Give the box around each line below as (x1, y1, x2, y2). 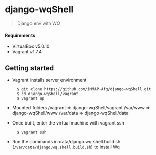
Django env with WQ (17, 20, 60, 26)
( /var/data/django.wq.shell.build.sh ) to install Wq (12, 144, 120, 150)
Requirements (5, 32, 36, 38)
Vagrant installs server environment (12, 77, 87, 83)
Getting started (5, 64, 54, 72)
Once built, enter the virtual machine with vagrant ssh (12, 119, 125, 126)
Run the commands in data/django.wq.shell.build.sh (12, 138, 121, 144)
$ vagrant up (17, 96, 45, 101)
